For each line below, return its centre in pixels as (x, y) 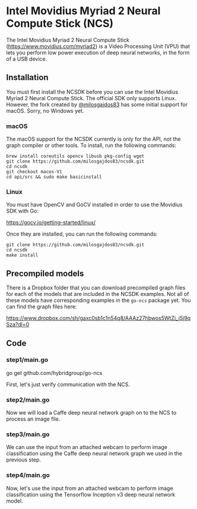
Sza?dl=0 (18, 325)
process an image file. (33, 419)
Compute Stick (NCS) (60, 23)
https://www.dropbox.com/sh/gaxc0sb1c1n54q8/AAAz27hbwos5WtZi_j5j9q (99, 318)
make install (22, 255)
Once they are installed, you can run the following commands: (82, 234)
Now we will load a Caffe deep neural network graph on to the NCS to (91, 413)
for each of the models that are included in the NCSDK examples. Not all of (98, 294)
